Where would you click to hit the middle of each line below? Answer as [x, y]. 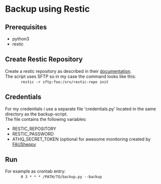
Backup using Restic [47, 9]
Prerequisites [26, 27]
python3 [21, 39]
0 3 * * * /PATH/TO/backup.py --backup [61, 177]
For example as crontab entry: [35, 171]
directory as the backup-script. [36, 114]
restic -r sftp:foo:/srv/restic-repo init [65, 82]
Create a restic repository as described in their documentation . [69, 71]
